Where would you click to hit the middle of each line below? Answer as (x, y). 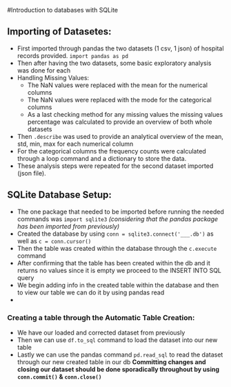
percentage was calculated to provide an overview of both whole (120, 122)
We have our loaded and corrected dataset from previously (101, 332)
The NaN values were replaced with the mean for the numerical (118, 85)
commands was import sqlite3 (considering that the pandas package (118, 219)
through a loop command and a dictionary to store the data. (102, 158)
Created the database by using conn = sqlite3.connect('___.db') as (115, 234)
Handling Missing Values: (53, 77)
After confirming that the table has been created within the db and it (113, 263)
